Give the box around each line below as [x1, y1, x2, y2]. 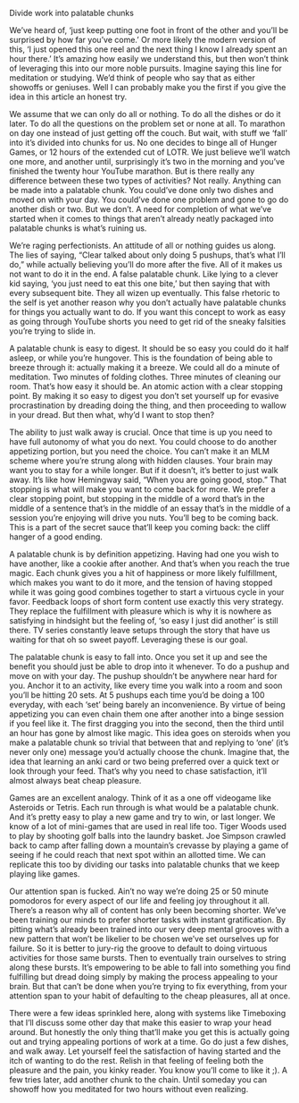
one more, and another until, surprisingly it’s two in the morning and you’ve [9, 157, 286, 166]
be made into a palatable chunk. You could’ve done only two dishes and [9, 185, 274, 195]
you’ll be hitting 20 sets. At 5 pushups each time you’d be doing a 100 [9, 690, 265, 700]
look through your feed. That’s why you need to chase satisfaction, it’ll [9, 766, 268, 776]
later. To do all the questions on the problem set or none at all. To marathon [9, 118, 286, 129]
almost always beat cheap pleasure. [9, 776, 142, 785]
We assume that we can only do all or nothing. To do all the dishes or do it [9, 109, 281, 119]
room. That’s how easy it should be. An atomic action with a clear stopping [9, 381, 284, 392]
